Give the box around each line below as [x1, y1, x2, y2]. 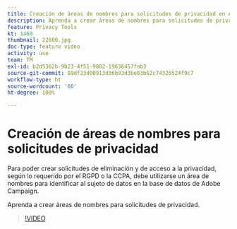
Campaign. [7, 187, 39, 195]
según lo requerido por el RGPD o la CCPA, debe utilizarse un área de [7, 172, 209, 180]
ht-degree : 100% [7, 89, 55, 96]
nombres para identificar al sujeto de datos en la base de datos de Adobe [7, 180, 221, 188]
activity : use [7, 50, 49, 57]
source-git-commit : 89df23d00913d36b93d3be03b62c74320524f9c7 [7, 69, 194, 76]
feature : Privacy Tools [7, 23, 78, 30]
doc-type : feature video [7, 43, 80, 50]
